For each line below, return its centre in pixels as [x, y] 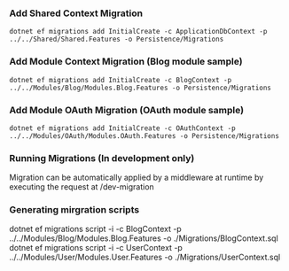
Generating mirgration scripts [74, 210]
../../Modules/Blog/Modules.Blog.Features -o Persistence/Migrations [141, 88]
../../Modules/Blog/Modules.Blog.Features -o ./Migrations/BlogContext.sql [144, 238]
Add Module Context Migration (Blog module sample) [126, 62]
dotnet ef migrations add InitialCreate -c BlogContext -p [121, 80]
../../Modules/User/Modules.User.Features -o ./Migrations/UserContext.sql [145, 257]
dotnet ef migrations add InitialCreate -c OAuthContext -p [123, 128]
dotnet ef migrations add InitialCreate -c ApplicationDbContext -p [138, 32]
